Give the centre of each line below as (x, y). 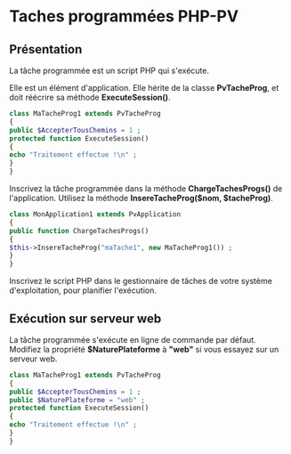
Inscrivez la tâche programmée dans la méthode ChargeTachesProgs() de (146, 188)
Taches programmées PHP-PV (124, 16)
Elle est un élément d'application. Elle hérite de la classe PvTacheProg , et (144, 88)
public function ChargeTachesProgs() (79, 231)
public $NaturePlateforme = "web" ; (77, 400)
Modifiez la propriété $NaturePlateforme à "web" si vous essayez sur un (144, 349)
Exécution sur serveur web (85, 318)
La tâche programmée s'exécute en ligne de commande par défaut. (133, 339)
